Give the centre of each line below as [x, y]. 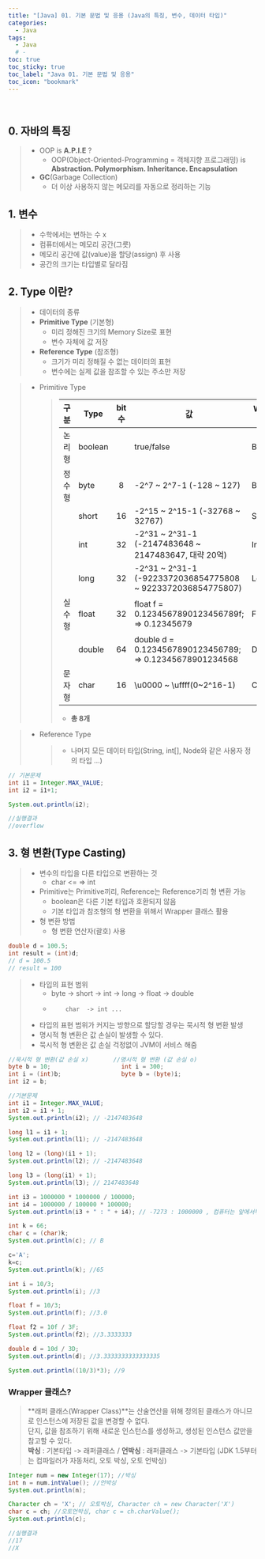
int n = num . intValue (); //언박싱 [62, 1483]
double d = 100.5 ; [38, 946]
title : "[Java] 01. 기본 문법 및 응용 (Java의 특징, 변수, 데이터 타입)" [118, 15]
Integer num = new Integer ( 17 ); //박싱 [72, 1475]
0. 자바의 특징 [39, 131]
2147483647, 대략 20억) [180, 554]
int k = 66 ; [28, 1226]
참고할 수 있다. [50, 1440]
